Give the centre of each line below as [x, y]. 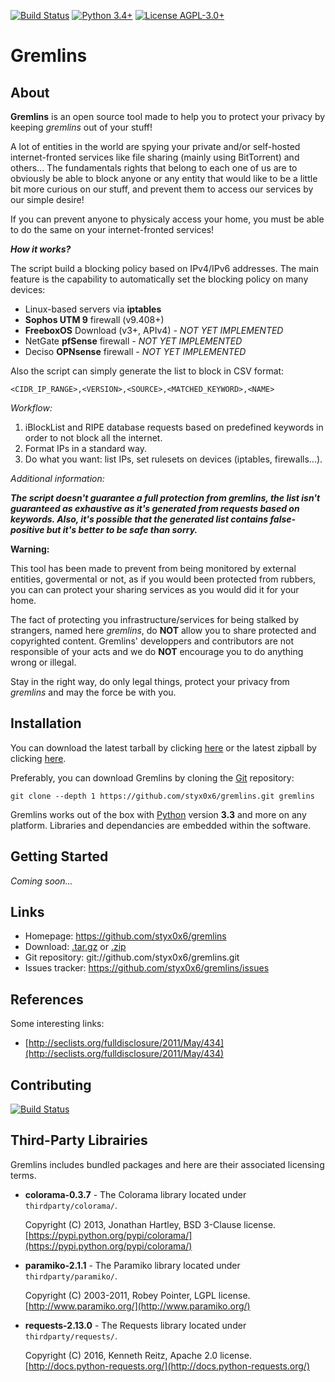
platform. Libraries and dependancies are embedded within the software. [161, 825]
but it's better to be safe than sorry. [122, 529]
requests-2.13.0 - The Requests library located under [135, 1325]
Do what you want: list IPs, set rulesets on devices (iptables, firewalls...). [173, 459]
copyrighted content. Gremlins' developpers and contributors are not [152, 641]
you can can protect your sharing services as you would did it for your [155, 589]
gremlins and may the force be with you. [93, 692]
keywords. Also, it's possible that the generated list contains [139, 519]
